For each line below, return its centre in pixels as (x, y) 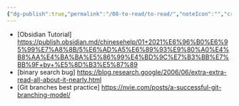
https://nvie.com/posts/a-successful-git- (162, 87)
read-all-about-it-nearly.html (59, 80)
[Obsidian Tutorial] (44, 34)
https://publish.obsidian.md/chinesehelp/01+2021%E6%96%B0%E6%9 (122, 42)
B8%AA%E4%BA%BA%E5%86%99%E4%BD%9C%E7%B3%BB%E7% (123, 57)
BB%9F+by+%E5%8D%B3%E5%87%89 (77, 64)
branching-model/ (44, 95)
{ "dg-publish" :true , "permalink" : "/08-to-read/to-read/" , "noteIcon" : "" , (115, 14)
